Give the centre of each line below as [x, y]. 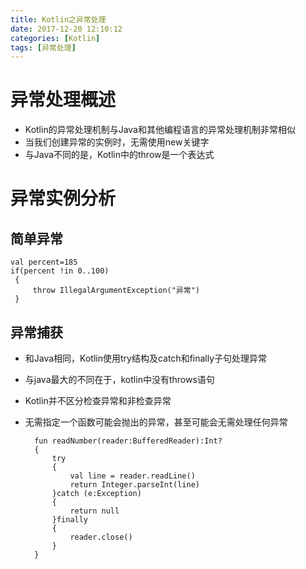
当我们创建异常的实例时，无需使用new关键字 [117, 142]
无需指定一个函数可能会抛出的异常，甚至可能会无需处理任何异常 [156, 422]
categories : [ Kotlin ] [55, 38]
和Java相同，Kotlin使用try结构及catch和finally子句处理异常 [146, 358]
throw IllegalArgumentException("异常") [116, 291]
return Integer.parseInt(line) [134, 485]
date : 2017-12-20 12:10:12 [66, 29]
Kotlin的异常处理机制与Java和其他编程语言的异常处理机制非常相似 [160, 130]
